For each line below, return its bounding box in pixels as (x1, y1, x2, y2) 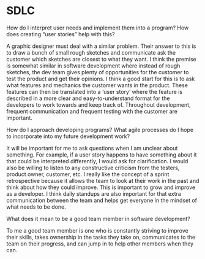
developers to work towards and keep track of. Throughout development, (6, 101, 191, 108)
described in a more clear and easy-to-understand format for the (6, 95, 170, 102)
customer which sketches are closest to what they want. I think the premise (6, 55, 197, 63)
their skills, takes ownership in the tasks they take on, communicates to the (6, 233, 196, 241)
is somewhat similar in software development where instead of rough (6, 62, 181, 69)
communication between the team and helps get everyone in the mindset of (6, 196, 198, 204)
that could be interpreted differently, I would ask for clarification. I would (6, 157, 188, 164)
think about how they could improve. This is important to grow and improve (6, 184, 196, 191)
